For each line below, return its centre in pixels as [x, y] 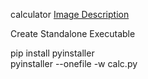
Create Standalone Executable [73, 33]
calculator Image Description [70, 14]
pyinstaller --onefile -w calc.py [74, 63]
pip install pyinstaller [52, 53]
